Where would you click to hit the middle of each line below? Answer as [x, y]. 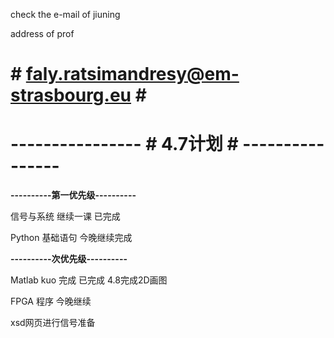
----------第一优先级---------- [73, 195]
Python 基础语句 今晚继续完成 [71, 238]
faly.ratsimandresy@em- [132, 74]
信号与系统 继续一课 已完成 [65, 216]
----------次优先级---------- [69, 259]
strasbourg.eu [71, 95]
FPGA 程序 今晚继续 [51, 301]
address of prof [42, 33]
